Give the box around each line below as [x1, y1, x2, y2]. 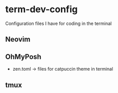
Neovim [5, 35, 31, 44]
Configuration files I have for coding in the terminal [5, 20, 112, 26]
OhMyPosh [5, 52, 42, 61]
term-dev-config [5, 4, 78, 15]
